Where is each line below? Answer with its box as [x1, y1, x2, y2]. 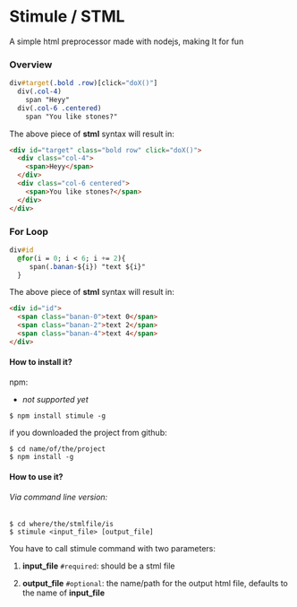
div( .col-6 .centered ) [17, 103, 102, 113]
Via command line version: [9, 491, 108, 503]
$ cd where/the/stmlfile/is [9, 519, 115, 528]
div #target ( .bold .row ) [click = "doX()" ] [9, 79, 158, 88]
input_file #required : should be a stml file [21, 560, 176, 571]
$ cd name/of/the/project [9, 444, 106, 454]
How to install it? [9, 357, 73, 368]
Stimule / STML [9, 6, 125, 27]
